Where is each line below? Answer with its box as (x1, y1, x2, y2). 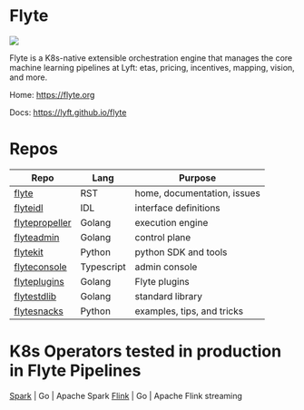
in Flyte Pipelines (9, 360, 142, 381)
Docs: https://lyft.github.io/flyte (9, 106, 127, 118)
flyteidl (14, 201, 44, 214)
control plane (134, 230, 191, 243)
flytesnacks (14, 305, 64, 317)
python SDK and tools (134, 246, 228, 259)
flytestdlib (14, 289, 57, 302)
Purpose (178, 171, 217, 184)
